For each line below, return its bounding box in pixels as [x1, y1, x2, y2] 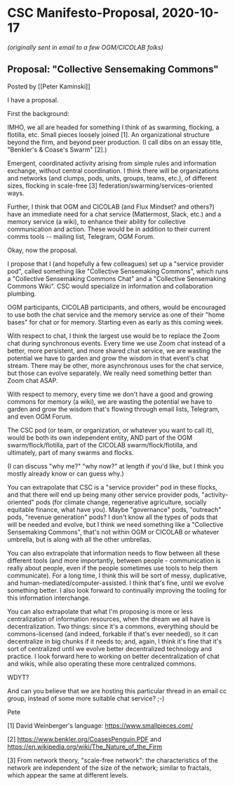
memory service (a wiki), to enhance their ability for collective [7, 217, 186, 225]
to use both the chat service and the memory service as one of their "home [7, 310, 225, 319]
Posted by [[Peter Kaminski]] [7, 82, 90, 91]
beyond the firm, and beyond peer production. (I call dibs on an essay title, [7, 138, 223, 146]
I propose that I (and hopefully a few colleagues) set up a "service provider [7, 259, 224, 268]
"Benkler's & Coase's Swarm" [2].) [7, 145, 107, 154]
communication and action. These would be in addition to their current [7, 225, 210, 233]
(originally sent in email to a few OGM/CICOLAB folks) [7, 43, 163, 51]
